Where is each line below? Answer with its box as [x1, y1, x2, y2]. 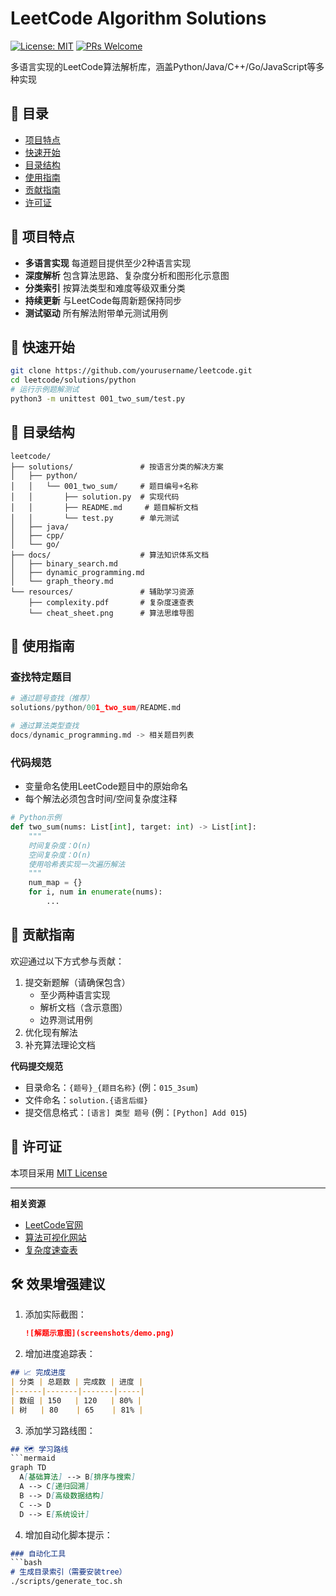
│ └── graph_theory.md [10, 576, 114, 586]
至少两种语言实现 [39, 988, 111, 1001]
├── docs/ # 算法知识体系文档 [10, 550, 210, 560]
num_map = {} [28, 878, 83, 888]
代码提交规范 [10, 1060, 63, 1072]
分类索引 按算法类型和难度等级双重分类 [24, 282, 186, 294]
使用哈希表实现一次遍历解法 [28, 859, 126, 869]
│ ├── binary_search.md [10, 558, 118, 569]
